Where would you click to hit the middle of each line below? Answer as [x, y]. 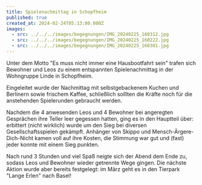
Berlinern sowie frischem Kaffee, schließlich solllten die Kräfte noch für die [99, 94]
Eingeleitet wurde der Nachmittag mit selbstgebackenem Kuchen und [93, 87]
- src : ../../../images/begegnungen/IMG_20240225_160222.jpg [90, 40]
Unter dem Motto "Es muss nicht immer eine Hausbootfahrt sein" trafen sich [101, 63]
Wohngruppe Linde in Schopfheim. [50, 76]
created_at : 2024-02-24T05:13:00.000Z [55, 23]
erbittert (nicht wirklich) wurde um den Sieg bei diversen [77, 125]
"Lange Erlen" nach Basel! [39, 175]
